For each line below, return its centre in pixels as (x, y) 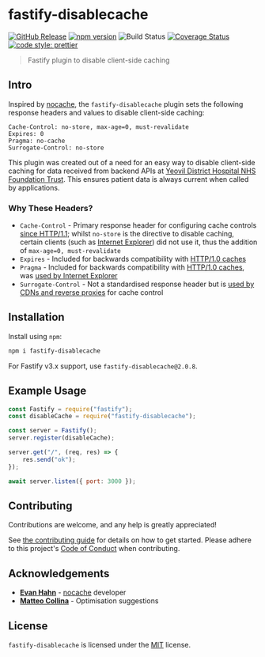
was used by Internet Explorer (68, 276)
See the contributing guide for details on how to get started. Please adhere (130, 540)
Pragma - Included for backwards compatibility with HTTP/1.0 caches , (132, 267)
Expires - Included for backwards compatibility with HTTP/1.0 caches (133, 259)
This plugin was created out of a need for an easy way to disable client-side (132, 162)
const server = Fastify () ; (53, 431)
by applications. (34, 187)
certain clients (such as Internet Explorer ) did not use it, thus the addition (138, 242)
